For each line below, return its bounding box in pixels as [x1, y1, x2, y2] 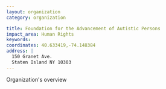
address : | [6, 48, 34, 54]
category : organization [6, 15, 66, 21]
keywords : [6, 37, 31, 43]
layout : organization [6, 8, 61, 15]
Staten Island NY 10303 [11, 59, 71, 65]
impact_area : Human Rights [6, 31, 74, 37]
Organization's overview [6, 76, 67, 83]
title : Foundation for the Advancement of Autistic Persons [6, 25, 161, 31]
